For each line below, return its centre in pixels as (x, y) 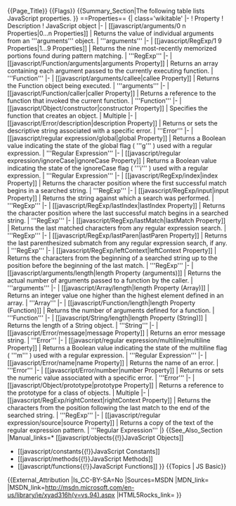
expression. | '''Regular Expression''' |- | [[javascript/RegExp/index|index (113, 175)
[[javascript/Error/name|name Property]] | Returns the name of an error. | (113, 363)
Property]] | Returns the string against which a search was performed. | (111, 198)
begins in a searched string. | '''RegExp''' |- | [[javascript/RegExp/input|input (118, 191)
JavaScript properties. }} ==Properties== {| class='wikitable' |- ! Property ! (115, 18)
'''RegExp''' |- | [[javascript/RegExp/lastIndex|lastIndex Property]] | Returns (116, 205)
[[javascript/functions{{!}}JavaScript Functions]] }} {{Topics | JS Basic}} (122, 466)
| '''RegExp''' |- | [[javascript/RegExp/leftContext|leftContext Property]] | (112, 251)
